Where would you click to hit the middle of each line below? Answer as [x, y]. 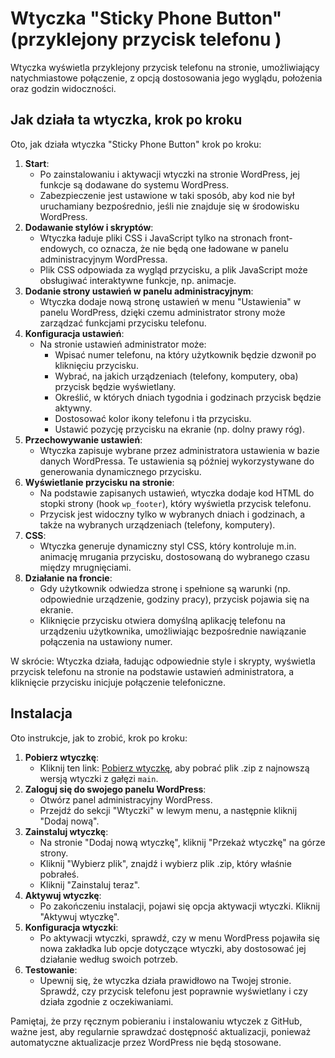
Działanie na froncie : [68, 578]
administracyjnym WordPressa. [103, 259]
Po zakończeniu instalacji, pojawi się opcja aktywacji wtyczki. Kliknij [180, 906]
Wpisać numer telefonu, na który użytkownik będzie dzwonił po [185, 354]
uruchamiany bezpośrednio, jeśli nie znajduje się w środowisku [169, 206]
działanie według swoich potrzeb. [108, 959]
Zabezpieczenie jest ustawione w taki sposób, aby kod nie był [167, 195]
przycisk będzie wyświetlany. [115, 386]
